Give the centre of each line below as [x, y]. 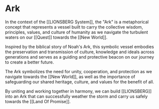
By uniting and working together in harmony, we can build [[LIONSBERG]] [78, 91]
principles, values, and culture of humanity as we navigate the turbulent [77, 32]
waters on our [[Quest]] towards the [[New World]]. [56, 37]
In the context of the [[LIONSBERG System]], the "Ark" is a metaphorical [77, 22]
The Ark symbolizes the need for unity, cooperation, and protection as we [79, 71]
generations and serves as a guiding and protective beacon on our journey [79, 57]
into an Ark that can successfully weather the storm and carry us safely [76, 96]
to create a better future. [30, 62]
